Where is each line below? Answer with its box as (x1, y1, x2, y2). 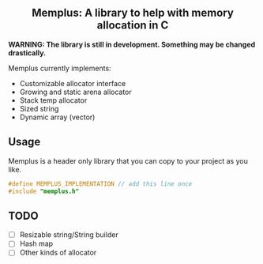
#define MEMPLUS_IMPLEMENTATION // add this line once (8, 179, 193, 188)
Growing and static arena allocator (19, 87, 132, 96)
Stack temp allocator (19, 95, 88, 105)
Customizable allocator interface (19, 78, 126, 88)
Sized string (19, 104, 59, 113)
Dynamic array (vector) (19, 112, 96, 122)
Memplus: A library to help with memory (31, 6, 235, 20)
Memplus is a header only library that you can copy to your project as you (8, 156, 249, 165)
